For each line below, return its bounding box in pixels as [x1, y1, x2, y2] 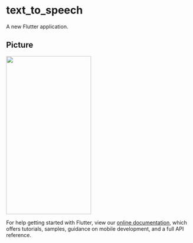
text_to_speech [6, 4, 83, 17]
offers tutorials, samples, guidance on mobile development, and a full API [6, 225, 184, 232]
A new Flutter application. [6, 23, 68, 30]
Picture [6, 40, 34, 50]
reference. [6, 231, 31, 238]
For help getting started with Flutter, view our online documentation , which [6, 219, 188, 226]
